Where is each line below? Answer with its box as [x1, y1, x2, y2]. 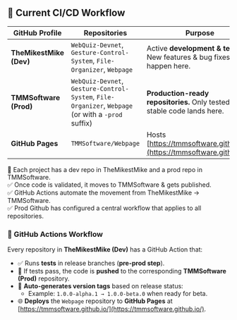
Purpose [185, 27, 215, 37]
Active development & [146, 43, 221, 53]
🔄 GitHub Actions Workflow [7, 229, 104, 239]
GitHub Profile [13, 27, 62, 37]
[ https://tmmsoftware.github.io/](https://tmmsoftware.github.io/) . [17, 304, 207, 314]
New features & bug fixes [146, 52, 231, 62]
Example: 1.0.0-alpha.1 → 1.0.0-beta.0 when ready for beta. [28, 290, 208, 298]
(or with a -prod [71, 109, 123, 119]
